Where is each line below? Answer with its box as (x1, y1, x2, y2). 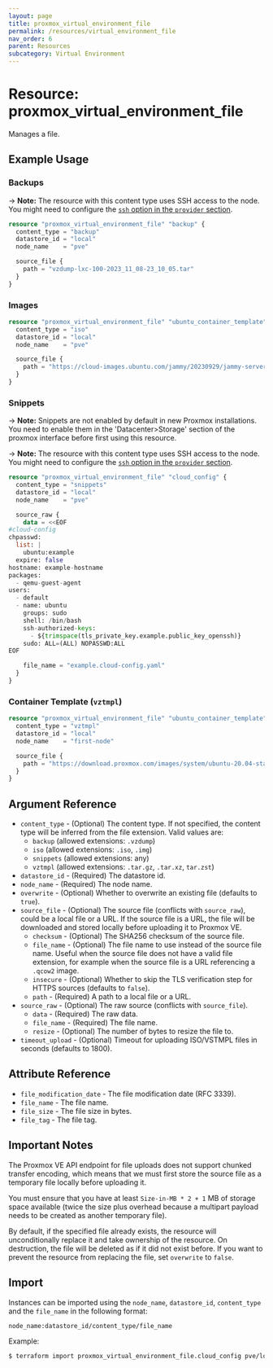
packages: (8, 571, 42, 579)
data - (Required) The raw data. (32, 1009, 138, 1019)
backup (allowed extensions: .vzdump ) (32, 836, 156, 846)
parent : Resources (8, 42, 71, 50)
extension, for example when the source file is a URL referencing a (32, 958, 256, 967)
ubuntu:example (23, 549, 75, 557)
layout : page (8, 11, 53, 20)
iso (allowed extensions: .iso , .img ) (32, 844, 153, 855)
